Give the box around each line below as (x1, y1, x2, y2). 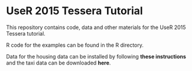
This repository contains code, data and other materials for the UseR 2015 (6, 24, 186, 31)
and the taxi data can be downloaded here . (6, 59, 111, 66)
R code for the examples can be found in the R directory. (6, 41, 144, 49)
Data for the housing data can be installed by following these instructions (6, 53, 186, 60)
